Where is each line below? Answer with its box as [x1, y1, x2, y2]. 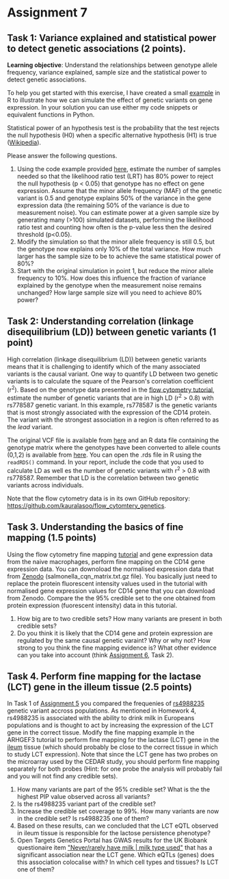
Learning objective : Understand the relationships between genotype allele [7, 61, 217, 69]
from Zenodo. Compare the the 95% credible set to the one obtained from [7, 594, 216, 602]
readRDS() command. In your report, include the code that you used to [7, 458, 204, 466]
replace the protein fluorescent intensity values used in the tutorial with [7, 579, 208, 587]
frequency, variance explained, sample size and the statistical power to [7, 68, 207, 76]
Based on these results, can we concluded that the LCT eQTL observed [16, 821, 219, 830]
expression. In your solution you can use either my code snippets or [7, 103, 198, 111]
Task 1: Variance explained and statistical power [7, 32, 217, 44]
